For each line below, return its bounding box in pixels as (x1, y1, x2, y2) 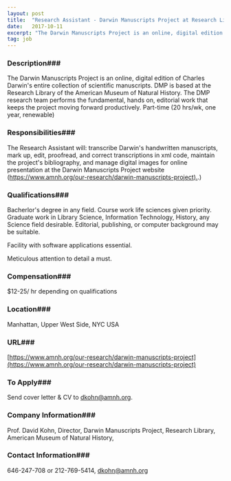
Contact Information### (7, 451, 91, 460)
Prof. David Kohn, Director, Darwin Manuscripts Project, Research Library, (7, 426, 215, 434)
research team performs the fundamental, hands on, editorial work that (7, 96, 208, 104)
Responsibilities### (7, 128, 76, 138)
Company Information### (7, 411, 96, 420)
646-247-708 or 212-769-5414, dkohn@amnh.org (7, 466, 148, 474)
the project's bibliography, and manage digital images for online (7, 158, 188, 166)
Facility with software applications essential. (7, 241, 133, 249)
